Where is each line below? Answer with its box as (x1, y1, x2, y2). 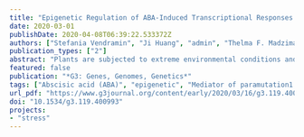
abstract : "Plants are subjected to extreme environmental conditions (9, 55, 281, 64)
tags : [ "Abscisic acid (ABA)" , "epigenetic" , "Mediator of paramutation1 (9, 80, 294, 89)
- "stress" (9, 114, 51, 123)
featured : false (9, 64, 71, 73)
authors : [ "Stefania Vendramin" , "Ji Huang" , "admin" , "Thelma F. (9, 38, 265, 48)
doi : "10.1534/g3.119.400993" (9, 96, 124, 106)
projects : (9, 105, 47, 114)
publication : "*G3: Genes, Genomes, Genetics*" (9, 72, 193, 81)
